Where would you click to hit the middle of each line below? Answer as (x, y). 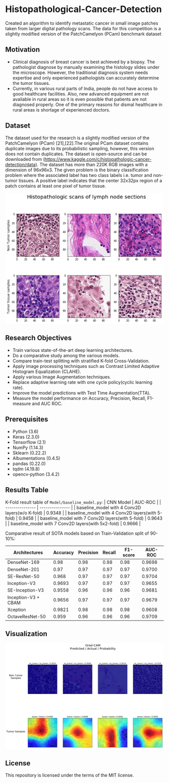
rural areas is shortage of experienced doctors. (61, 110)
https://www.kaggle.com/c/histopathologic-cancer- (98, 159)
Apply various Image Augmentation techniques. (62, 377)
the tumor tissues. (31, 83)
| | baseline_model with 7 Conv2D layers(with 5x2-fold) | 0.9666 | (73, 523)
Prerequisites (27, 419)
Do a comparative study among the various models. (66, 355)
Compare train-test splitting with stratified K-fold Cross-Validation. (81, 361)
